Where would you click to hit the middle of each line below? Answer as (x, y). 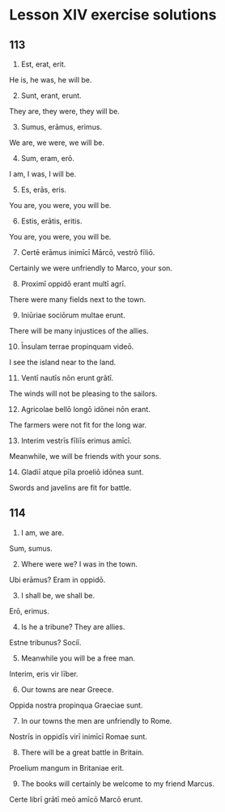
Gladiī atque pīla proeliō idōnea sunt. (82, 472)
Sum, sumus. (31, 548)
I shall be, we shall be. (58, 595)
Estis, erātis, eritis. (51, 221)
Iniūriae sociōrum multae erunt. (73, 315)
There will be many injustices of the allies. (79, 331)
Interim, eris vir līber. (44, 674)
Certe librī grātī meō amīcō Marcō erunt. (76, 799)
